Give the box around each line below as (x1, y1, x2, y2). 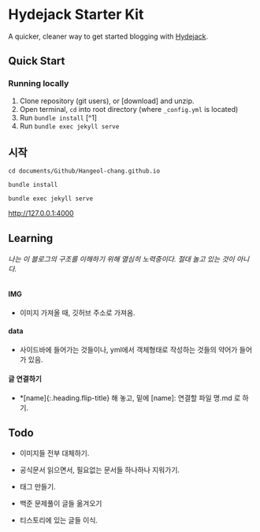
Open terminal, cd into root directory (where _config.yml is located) (19, 104, 239, 113)
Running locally (8, 78, 69, 89)
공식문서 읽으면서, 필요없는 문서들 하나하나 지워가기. (19, 465, 180, 474)
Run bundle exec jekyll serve (19, 121, 120, 131)
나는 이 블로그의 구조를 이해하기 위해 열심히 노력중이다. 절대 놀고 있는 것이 (8, 255, 235, 264)
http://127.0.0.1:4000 (8, 209, 74, 218)
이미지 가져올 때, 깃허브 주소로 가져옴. (19, 307, 136, 317)
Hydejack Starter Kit (8, 6, 144, 24)
